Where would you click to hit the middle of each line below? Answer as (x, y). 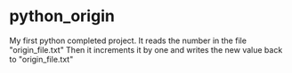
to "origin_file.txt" (41, 59)
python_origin (62, 16)
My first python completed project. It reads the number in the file (128, 40)
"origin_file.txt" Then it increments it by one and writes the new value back (146, 49)
